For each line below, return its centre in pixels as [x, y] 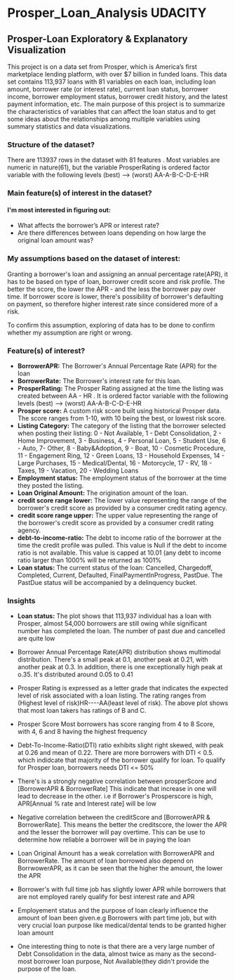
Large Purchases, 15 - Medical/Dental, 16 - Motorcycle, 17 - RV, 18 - [115, 463]
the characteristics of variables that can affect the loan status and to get [112, 111]
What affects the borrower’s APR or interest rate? [88, 226]
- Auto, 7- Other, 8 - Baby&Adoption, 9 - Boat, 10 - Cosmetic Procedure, [121, 449]
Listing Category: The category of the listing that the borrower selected [121, 426]
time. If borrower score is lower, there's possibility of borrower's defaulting [115, 296]
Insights [21, 600]
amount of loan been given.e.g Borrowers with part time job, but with [117, 918]
